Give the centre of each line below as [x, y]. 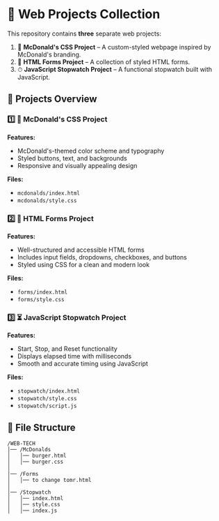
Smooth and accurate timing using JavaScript [82, 364]
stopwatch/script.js [47, 406]
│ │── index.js [32, 511]
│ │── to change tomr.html [49, 481]
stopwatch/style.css [47, 399]
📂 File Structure [41, 427]
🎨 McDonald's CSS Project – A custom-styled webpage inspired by [114, 47]
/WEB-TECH [22, 444]
